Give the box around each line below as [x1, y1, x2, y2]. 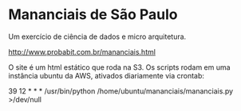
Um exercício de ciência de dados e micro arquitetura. [8, 32, 187, 41]
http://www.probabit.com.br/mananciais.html [8, 47, 156, 56]
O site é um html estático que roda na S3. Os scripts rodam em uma [8, 62, 231, 72]
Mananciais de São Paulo [8, 6, 178, 24]
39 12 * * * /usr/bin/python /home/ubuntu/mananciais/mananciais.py [8, 86, 234, 96]
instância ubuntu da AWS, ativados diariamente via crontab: [8, 71, 205, 80]
